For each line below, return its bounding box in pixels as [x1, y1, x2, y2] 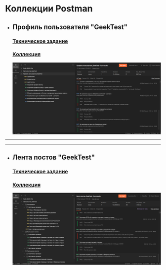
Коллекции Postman [5, 3, 93, 14]
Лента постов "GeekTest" [12, 153, 95, 161]
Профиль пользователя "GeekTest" [12, 23, 127, 31]
